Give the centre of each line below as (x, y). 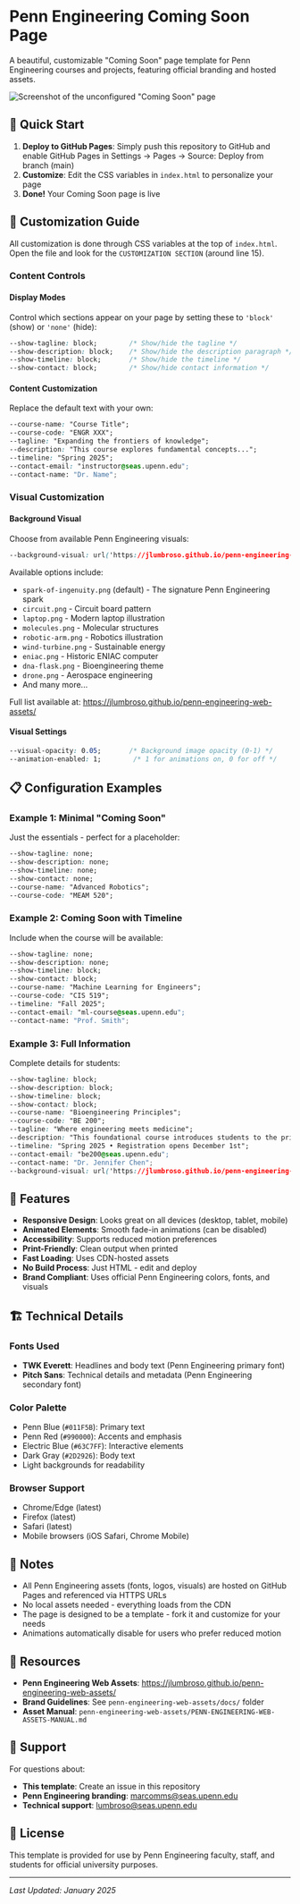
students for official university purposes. (84, 1864)
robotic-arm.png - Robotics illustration (92, 637)
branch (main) (48, 165)
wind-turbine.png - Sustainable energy (94, 647)
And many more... (55, 684)
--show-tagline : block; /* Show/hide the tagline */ (124, 343)
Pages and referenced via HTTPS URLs (94, 1595)
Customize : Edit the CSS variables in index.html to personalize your (148, 174)
